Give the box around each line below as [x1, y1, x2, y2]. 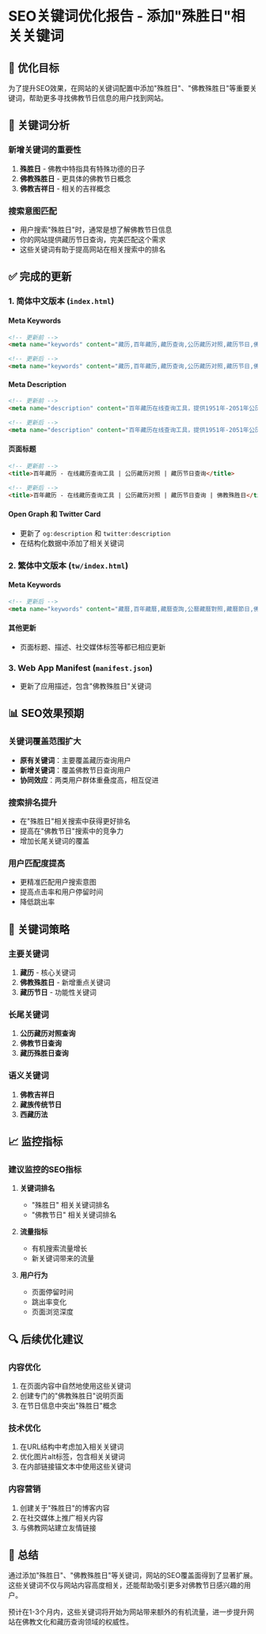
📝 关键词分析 [8, 119, 70, 132]
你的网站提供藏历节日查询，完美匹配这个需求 [19, 234, 166, 244]
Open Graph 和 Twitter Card [8, 510, 101, 518]
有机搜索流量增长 [31, 1244, 88, 1253]
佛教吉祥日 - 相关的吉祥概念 [19, 184, 111, 193]
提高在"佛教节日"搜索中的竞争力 [19, 826, 124, 836]
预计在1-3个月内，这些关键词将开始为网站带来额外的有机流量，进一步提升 [8, 1607, 248, 1617]
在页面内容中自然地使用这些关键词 [19, 1381, 131, 1390]
